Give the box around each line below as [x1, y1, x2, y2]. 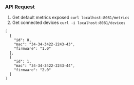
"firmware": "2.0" [14, 67, 51, 73]
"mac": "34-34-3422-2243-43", [14, 42, 76, 47]
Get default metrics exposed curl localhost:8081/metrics [12, 15, 130, 21]
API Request [5, 3, 35, 10]
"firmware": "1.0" [14, 46, 51, 51]
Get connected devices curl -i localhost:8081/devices [12, 20, 126, 25]
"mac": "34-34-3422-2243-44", [14, 64, 76, 68]
